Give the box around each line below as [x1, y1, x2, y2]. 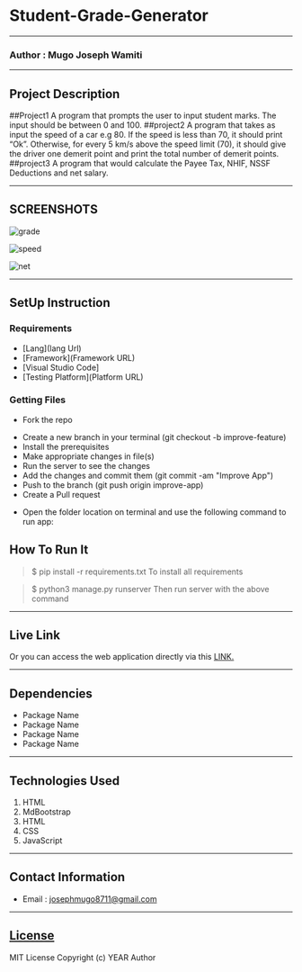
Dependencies [9, 686, 93, 701]
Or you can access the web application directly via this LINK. [9, 652, 235, 662]
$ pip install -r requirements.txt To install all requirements [31, 566, 244, 577]
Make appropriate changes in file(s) [22, 451, 155, 462]
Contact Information [9, 869, 126, 885]
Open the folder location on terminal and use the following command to [22, 506, 287, 517]
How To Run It [9, 542, 89, 558]
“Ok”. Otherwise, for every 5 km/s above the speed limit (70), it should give [9, 139, 287, 149]
